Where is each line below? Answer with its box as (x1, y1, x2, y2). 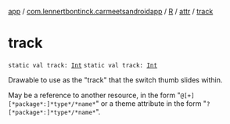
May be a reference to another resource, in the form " (8, 90, 181, 100)
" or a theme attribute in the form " (95, 98, 207, 108)
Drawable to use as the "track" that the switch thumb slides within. (8, 75, 223, 85)
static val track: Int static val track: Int (8, 61, 158, 69)
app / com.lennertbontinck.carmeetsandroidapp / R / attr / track (8, 7, 214, 16)
